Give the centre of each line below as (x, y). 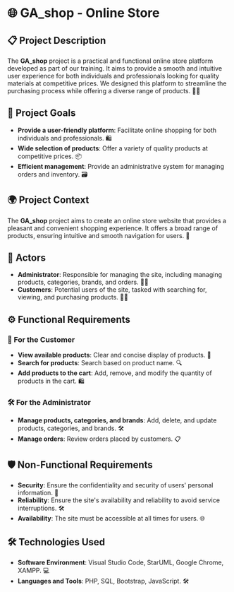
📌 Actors (26, 258)
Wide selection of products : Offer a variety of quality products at (112, 148)
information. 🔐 (38, 493)
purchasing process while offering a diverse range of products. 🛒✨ (104, 91)
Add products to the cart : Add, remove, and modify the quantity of (115, 373)
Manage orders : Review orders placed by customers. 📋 (99, 439)
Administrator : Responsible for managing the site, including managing (120, 275)
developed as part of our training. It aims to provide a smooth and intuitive (115, 68)
